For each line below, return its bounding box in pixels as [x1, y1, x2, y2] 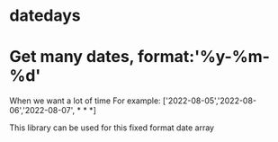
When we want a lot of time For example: [9, 95, 161, 106]
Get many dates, [9, 47, 135, 67]
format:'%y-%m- [138, 47, 270, 67]
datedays [9, 5, 81, 26]
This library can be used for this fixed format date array [9, 122, 214, 133]
